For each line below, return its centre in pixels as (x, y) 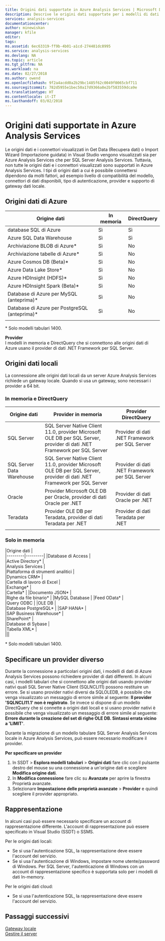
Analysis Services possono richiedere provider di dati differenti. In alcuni (79, 676)
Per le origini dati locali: (29, 841)
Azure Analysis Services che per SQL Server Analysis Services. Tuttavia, (79, 160)
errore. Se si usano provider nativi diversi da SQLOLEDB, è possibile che (78, 692)
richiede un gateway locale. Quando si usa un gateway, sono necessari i (78, 380)
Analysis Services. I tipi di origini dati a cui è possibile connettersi (71, 171)
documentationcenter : (27, 23)
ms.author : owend (23, 78)
